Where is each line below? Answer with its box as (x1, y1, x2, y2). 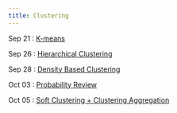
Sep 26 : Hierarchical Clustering (8, 49, 113, 58)
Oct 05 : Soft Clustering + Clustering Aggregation (8, 95, 170, 104)
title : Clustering (8, 11, 69, 20)
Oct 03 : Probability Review (8, 80, 98, 89)
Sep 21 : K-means (8, 33, 66, 43)
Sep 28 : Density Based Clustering (8, 64, 121, 74)
